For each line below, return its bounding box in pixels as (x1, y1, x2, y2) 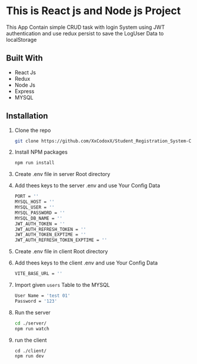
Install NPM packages (14, 148, 68, 155)
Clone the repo (14, 127, 51, 134)
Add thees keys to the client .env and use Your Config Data (14, 259, 158, 266)
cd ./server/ (14, 320, 47, 326)
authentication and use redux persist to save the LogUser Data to (6, 29, 164, 37)
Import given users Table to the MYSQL (14, 282, 110, 289)
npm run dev (14, 353, 44, 359)
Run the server (14, 309, 51, 316)
